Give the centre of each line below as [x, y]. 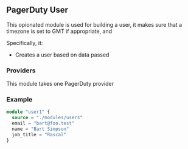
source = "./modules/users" [47, 118]
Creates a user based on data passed [62, 55]
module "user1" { [28, 112]
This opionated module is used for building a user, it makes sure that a [94, 24]
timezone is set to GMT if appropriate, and [59, 31]
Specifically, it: [25, 43]
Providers [21, 71]
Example [19, 100]
